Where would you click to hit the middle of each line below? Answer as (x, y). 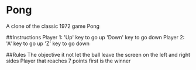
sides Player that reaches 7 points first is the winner (68, 61)
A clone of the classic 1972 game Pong (53, 26)
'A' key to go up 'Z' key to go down (48, 43)
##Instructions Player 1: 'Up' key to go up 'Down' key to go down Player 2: (95, 37)
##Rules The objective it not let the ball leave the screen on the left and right (98, 54)
